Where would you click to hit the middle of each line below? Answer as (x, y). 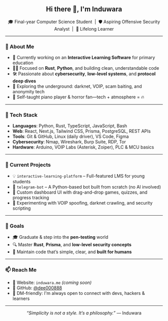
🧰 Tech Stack (21, 115)
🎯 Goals (15, 226)
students (21, 182)
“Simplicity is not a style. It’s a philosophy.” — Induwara (84, 313)
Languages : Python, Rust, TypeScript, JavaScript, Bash (70, 126)
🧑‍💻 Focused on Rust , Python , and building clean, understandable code (86, 68)
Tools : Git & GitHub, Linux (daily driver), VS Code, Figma (70, 136)
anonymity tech (28, 92)
